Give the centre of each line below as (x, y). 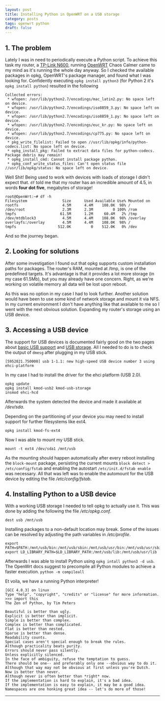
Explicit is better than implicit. (41, 616)
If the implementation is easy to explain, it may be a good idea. (76, 685)
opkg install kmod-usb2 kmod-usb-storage (48, 388)
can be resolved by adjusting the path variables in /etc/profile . (68, 535)
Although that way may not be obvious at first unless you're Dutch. (78, 668)
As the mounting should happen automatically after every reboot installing (80, 457)
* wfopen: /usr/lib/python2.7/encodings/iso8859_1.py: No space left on (83, 116)
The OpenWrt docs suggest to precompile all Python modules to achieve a (80, 567)
